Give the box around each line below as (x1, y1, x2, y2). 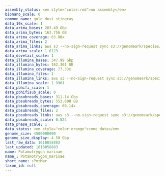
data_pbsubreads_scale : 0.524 (5, 117, 67, 122)
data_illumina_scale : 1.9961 (5, 80, 65, 85)
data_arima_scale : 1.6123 (5, 48, 58, 53)
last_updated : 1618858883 (5, 145, 58, 150)
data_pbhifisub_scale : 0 (5, 90, 56, 95)
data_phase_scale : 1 (5, 122, 48, 127)
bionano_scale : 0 (5, 12, 41, 17)
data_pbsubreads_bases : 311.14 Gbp (5, 94, 78, 99)
